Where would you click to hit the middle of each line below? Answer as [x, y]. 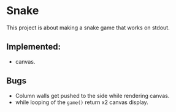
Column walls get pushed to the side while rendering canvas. [92, 95]
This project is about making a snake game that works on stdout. [88, 28]
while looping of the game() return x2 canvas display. [82, 102]
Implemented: [34, 47]
